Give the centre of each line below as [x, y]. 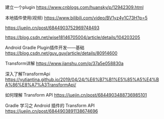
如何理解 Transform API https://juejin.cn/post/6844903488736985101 [76, 95]
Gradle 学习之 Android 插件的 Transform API [50, 105]
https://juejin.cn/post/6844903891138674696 [52, 111]
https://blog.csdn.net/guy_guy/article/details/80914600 [61, 53]
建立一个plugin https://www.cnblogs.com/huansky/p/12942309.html [75, 7]
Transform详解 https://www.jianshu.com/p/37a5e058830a [64, 63]
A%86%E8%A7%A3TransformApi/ [41, 85]
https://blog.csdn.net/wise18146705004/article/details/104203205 [73, 37]
